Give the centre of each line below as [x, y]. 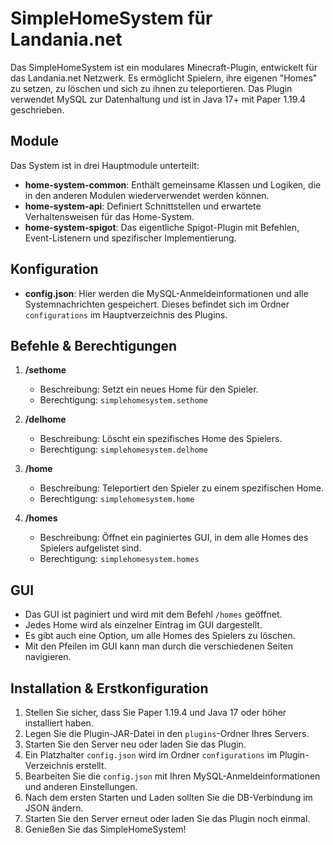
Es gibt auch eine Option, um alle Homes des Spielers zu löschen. [160, 636]
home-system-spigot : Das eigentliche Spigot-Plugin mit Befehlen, [162, 227]
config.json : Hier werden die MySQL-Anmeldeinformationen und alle [166, 293]
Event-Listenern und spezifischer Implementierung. [130, 238]
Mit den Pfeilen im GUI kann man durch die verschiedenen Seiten [159, 646]
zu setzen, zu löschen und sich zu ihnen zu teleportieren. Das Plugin [151, 88]
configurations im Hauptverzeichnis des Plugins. [126, 314]
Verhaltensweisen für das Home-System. [109, 216]
